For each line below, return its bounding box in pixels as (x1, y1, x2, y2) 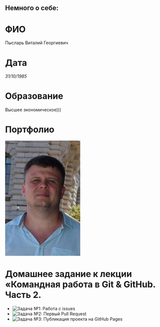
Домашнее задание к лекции (5, 268, 132, 280)
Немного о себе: (5, 4, 59, 12)
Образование (5, 90, 64, 102)
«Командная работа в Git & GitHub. (5, 279, 156, 290)
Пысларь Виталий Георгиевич (5, 40, 68, 46)
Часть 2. (5, 290, 42, 300)
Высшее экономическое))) (5, 107, 62, 113)
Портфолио (5, 124, 55, 135)
